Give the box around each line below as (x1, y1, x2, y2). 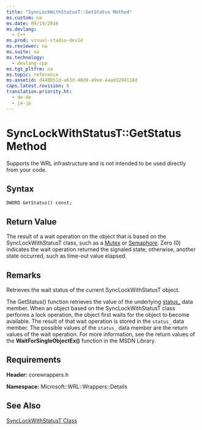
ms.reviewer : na (6, 43, 48, 50)
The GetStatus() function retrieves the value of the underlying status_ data (6, 298, 193, 305)
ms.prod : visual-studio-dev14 (6, 37, 84, 43)
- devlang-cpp (12, 60, 48, 66)
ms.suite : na (6, 49, 40, 55)
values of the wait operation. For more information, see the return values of (6, 331, 195, 338)
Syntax (6, 183, 34, 194)
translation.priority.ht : (6, 89, 72, 95)
